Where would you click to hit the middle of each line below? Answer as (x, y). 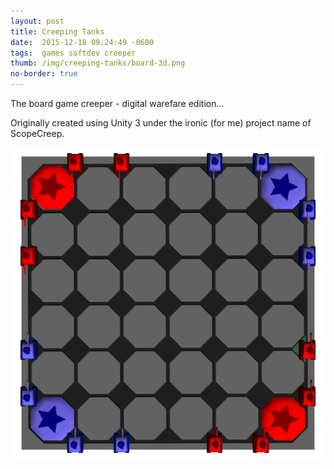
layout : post (37, 21)
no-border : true (44, 74)
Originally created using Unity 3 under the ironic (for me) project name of (161, 123)
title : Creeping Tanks (57, 31)
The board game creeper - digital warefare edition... (117, 103)
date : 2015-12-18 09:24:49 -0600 (82, 42)
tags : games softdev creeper (73, 53)
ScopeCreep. (37, 133)
